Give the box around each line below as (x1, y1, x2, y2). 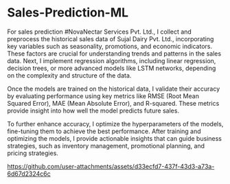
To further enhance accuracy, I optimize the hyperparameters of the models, (7, 119, 224, 128)
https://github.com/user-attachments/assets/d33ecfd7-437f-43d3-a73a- (7, 162, 215, 170)
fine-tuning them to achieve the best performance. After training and (7, 127, 201, 135)
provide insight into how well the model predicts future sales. (7, 106, 180, 115)
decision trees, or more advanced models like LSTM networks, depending (7, 64, 216, 72)
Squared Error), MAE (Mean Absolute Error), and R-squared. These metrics (7, 99, 220, 107)
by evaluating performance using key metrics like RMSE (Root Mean (7, 91, 199, 100)
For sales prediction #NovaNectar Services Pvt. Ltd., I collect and (7, 27, 192, 36)
